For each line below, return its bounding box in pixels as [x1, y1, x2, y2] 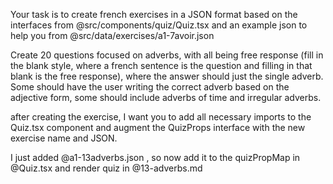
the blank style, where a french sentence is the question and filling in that [10, 60, 313, 71]
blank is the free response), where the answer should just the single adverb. [10, 70, 324, 82]
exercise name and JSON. [10, 132, 118, 144]
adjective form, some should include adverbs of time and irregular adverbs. [10, 92, 322, 103]
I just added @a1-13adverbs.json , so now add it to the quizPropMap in [10, 152, 301, 163]
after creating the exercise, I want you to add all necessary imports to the [10, 111, 312, 123]
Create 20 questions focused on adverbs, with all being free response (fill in [10, 49, 324, 61]
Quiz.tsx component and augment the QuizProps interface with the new [10, 122, 306, 133]
